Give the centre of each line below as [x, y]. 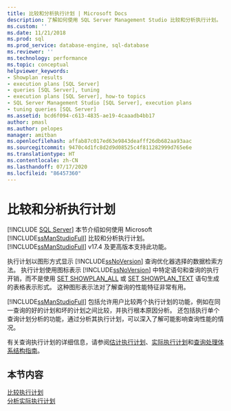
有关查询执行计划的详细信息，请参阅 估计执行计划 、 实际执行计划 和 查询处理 [112, 342]
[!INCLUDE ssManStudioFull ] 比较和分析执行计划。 [78, 238]
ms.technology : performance [47, 58]
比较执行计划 [25, 392]
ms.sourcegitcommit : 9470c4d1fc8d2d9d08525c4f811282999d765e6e [100, 148]
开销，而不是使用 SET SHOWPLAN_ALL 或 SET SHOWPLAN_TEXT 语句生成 [113, 278]
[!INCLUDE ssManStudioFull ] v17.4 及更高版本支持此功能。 [89, 247]
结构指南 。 [28, 351]
